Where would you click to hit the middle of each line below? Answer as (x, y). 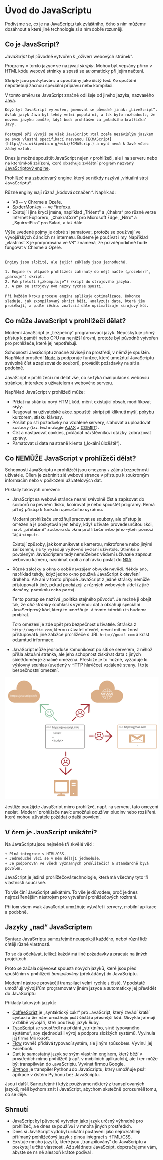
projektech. (17, 958)
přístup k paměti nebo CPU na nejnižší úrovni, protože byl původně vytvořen (81, 338)
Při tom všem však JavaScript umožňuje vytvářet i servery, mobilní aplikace (81, 906)
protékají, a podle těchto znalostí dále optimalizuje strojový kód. (77, 306)
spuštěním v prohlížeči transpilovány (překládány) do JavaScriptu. (72, 973)
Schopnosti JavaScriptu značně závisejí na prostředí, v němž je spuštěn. (78, 352)
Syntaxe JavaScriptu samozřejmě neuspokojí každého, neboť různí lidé (76, 939)
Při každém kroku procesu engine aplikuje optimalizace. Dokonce (72, 296)
